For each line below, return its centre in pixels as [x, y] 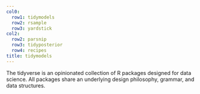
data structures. [26, 85]
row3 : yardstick [32, 28]
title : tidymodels [29, 56]
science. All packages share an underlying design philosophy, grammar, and [100, 79]
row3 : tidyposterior [37, 45]
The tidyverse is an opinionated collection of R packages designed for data [99, 73]
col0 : [13, 12]
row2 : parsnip [29, 39]
